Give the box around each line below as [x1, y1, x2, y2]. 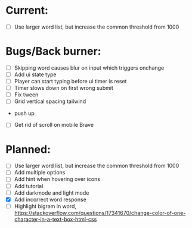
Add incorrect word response [14, 196, 87, 203]
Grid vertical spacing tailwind [14, 98, 86, 105]
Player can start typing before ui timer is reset [14, 78, 127, 85]
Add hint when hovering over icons [14, 176, 101, 183]
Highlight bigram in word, [14, 202, 77, 210]
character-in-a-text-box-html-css [14, 215, 97, 223]
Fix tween [14, 91, 39, 98]
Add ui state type [14, 71, 57, 78]
